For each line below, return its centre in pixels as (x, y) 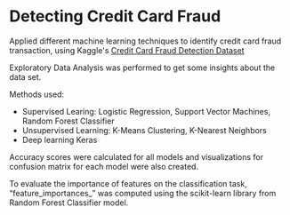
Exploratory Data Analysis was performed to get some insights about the (142, 68)
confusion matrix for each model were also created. (104, 166)
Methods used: (37, 94)
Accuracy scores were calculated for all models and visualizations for (137, 156)
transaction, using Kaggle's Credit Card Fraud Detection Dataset (127, 50)
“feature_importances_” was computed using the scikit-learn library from (143, 193)
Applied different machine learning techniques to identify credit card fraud (145, 41)
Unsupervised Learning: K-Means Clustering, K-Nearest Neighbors (144, 130)
